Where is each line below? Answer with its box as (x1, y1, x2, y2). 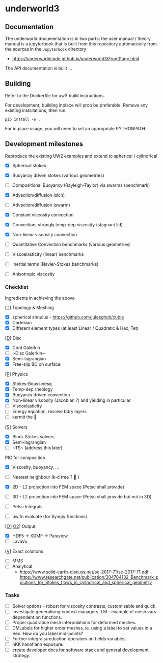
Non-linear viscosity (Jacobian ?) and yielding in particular (12, 397, 131, 403)
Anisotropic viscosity (12, 271, 55, 277)
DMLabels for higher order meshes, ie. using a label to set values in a (12, 625, 152, 631)
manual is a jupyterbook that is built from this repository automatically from (5, 41, 157, 47)
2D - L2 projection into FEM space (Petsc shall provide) (12, 484, 124, 489)
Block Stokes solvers (12, 433, 55, 439)
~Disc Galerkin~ (12, 350, 45, 356)
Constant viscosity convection (12, 211, 74, 217)
